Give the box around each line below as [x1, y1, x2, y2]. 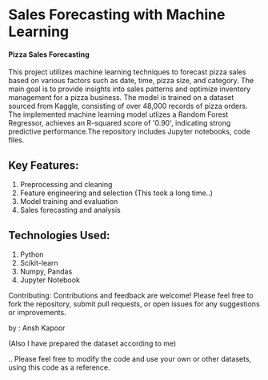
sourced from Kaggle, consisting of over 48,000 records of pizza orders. [8, 102, 248, 111]
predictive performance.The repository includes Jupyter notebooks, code [8, 126, 250, 137]
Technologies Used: [8, 228, 110, 242]
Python [19, 250, 44, 259]
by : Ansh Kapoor [8, 323, 66, 333]
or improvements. [8, 308, 66, 318]
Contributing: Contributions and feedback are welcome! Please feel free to [8, 290, 254, 301]
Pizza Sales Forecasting [8, 50, 90, 59]
